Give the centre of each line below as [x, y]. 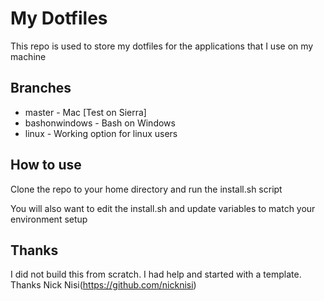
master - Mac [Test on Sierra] [85, 112]
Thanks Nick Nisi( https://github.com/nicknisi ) [103, 285]
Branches [41, 88]
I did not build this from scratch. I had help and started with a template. [156, 274]
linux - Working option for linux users [101, 133]
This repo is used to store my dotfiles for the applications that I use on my [162, 46]
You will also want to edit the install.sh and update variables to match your [163, 208]
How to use [46, 165]
